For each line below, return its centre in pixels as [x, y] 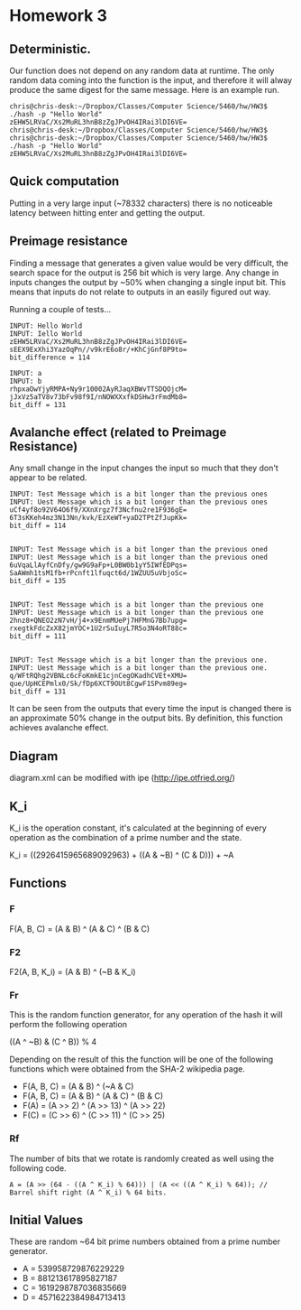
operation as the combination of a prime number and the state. [126, 838]
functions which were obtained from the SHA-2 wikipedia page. [127, 1069]
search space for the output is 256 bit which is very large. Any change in [144, 273]
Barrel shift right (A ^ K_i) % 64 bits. [88, 1193]
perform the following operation [68, 1025]
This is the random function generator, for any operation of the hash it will [146, 1015]
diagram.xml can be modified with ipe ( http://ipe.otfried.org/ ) [123, 778]
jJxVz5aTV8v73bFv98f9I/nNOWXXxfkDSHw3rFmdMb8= [98, 397]
